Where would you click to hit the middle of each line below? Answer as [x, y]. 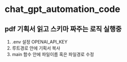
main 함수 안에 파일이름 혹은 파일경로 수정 [53, 54]
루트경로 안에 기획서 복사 [36, 48]
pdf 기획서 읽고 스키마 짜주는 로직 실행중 [63, 29]
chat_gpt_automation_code [62, 9]
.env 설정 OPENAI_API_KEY [40, 42]
